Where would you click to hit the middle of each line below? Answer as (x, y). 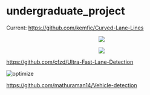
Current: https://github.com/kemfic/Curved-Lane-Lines (75, 28)
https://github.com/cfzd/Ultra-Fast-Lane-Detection (70, 62)
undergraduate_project (66, 11)
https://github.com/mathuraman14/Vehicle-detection (72, 85)
